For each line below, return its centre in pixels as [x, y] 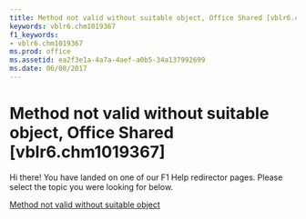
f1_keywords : [34, 35]
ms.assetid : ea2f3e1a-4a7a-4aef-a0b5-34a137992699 [107, 60]
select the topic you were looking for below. [92, 186]
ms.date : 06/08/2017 [49, 69]
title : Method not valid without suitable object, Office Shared [136, 18]
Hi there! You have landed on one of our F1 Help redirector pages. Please [146, 177]
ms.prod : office [40, 52]
